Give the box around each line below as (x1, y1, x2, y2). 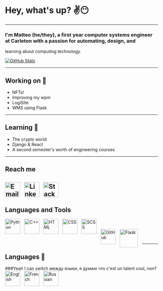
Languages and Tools (5, 206, 71, 214)
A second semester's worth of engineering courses (12, 146, 115, 152)
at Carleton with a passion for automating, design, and (5, 37, 136, 44)
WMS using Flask (12, 105, 47, 111)
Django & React (12, 141, 43, 147)
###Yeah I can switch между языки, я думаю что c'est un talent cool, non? (5, 266, 157, 272)
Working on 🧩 (5, 77, 47, 85)
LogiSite (12, 100, 29, 106)
